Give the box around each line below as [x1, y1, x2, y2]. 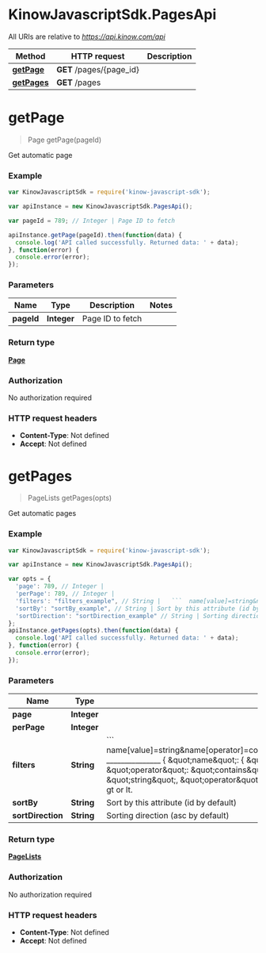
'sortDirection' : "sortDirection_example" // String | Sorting [15, 612, 228, 620]
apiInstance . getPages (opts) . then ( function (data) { [8, 627, 179, 635]
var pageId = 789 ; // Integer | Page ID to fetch [8, 217, 176, 225]
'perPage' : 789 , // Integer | [15, 590, 115, 598]
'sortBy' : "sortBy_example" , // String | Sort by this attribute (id [15, 605, 249, 613]
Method [15, 50, 46, 61]
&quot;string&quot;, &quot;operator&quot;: [106, 774, 263, 786]
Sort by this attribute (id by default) [106, 797, 237, 809]
